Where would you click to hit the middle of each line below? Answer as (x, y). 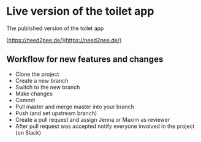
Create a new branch (42, 80)
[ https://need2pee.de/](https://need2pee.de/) (64, 40)
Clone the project (37, 74)
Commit (25, 100)
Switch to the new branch (47, 87)
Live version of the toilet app (80, 11)
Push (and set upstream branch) (56, 113)
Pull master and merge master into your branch (75, 106)
